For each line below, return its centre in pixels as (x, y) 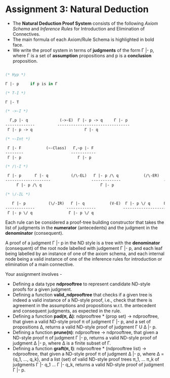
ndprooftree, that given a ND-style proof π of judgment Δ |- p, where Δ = (88, 354)
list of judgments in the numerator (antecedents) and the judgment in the (81, 228)
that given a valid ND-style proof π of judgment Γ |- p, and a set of (81, 322)
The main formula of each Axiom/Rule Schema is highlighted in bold (83, 39)
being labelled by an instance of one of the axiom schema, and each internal (85, 254)
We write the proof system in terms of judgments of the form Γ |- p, (83, 50)
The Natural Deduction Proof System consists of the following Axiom (85, 23)
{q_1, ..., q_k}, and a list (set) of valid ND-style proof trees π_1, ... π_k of (86, 359)
